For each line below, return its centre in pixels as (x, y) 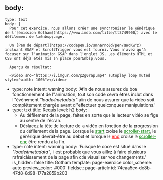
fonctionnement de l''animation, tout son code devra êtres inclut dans (82, 94)
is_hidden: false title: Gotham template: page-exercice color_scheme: (82, 162)
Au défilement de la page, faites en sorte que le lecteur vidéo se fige (89, 115)
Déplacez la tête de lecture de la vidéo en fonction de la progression (89, 126)
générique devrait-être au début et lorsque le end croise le (79, 136)
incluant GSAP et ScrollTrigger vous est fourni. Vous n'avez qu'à (76, 50)
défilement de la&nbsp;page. (35, 36)
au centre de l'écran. (41, 120)
